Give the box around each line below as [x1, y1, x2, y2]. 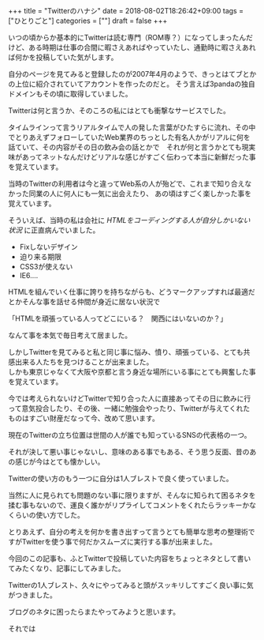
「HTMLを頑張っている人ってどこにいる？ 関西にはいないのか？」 [8, 314, 228, 323]
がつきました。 [8, 590, 57, 600]
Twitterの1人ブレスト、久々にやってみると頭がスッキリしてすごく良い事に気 [8, 581, 254, 589]
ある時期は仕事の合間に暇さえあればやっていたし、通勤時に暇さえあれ [28, 43, 256, 52]
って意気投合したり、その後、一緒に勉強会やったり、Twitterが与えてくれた [8, 404, 251, 412]
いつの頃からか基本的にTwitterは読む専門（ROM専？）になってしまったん [8, 33, 247, 42]
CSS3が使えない [19, 262, 73, 271]
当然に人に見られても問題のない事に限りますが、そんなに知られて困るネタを [8, 491, 256, 499]
